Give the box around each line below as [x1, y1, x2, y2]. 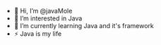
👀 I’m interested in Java [13, 14, 83, 22]
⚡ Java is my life [13, 30, 62, 38]
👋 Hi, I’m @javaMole [13, 7, 73, 15]
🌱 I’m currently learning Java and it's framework [13, 22, 154, 30]
